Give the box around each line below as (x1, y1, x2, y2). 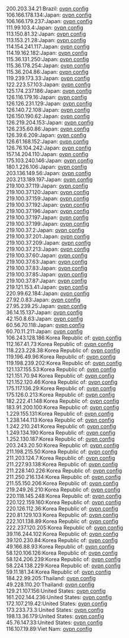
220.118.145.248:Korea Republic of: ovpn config (6, 493, 122, 499)
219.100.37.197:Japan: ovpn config (6, 214, 89, 221)
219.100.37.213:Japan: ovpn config (6, 245, 90, 253)
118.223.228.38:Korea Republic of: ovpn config (6, 347, 120, 354)
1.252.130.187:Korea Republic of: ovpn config (6, 435, 115, 443)
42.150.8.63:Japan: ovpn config (6, 315, 83, 322)
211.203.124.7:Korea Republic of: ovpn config (6, 455, 115, 461)
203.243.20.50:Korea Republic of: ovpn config (6, 442, 120, 449)
